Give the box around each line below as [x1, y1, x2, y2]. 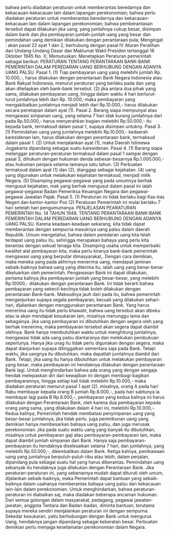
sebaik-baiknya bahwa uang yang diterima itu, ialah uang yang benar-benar [5, 264, 163, 270]
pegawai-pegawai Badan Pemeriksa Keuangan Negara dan [5, 189, 128, 194]
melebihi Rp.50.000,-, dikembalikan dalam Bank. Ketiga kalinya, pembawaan [5, 448, 165, 454]
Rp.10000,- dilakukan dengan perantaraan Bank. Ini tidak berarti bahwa [5, 280, 154, 286]
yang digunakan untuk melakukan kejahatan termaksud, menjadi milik [5, 172, 151, 178]
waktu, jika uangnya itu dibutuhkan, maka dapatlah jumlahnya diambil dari [5, 351, 160, 357]
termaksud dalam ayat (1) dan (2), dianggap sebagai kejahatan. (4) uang [5, 167, 156, 173]
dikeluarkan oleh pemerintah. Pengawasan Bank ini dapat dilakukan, [5, 270, 148, 276]
